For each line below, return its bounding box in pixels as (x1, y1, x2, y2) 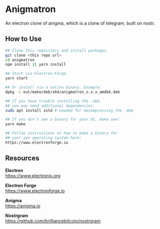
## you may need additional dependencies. (5, 103, 95, 108)
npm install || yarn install (5, 62, 66, 67)
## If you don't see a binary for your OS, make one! (5, 117, 120, 122)
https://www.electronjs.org (5, 172, 61, 179)
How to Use (5, 35, 42, 43)
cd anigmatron (5, 57, 35, 62)
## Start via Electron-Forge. (5, 71, 69, 76)
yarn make (5, 122, 26, 127)
